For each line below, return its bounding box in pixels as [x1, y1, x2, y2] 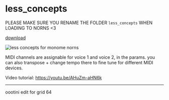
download [5, 35, 26, 41]
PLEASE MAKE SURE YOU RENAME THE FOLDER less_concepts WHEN [5, 20, 153, 26]
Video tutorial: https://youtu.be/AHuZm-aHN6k [5, 74, 102, 80]
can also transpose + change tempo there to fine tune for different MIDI [5, 59, 153, 65]
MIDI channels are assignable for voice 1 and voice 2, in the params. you [5, 54, 155, 60]
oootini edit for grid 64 [5, 89, 52, 95]
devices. [5, 65, 23, 71]
